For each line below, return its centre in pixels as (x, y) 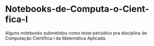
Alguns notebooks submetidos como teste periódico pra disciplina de (76, 33)
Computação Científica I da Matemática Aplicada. (56, 38)
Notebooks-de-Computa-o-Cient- (77, 9)
